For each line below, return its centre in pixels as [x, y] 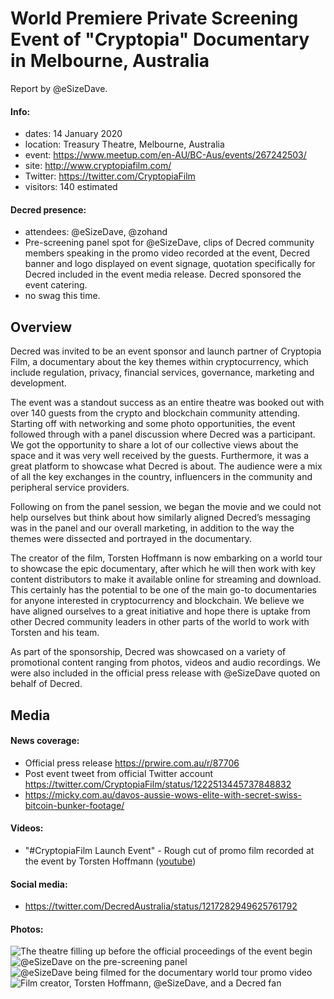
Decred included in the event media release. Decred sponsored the [163, 274]
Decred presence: [48, 209]
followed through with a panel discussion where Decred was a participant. [163, 434]
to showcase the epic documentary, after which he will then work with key [163, 569]
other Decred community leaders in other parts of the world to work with [160, 622]
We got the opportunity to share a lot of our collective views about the [154, 445]
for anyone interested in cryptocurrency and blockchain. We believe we [157, 601]
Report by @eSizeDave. [59, 88]
